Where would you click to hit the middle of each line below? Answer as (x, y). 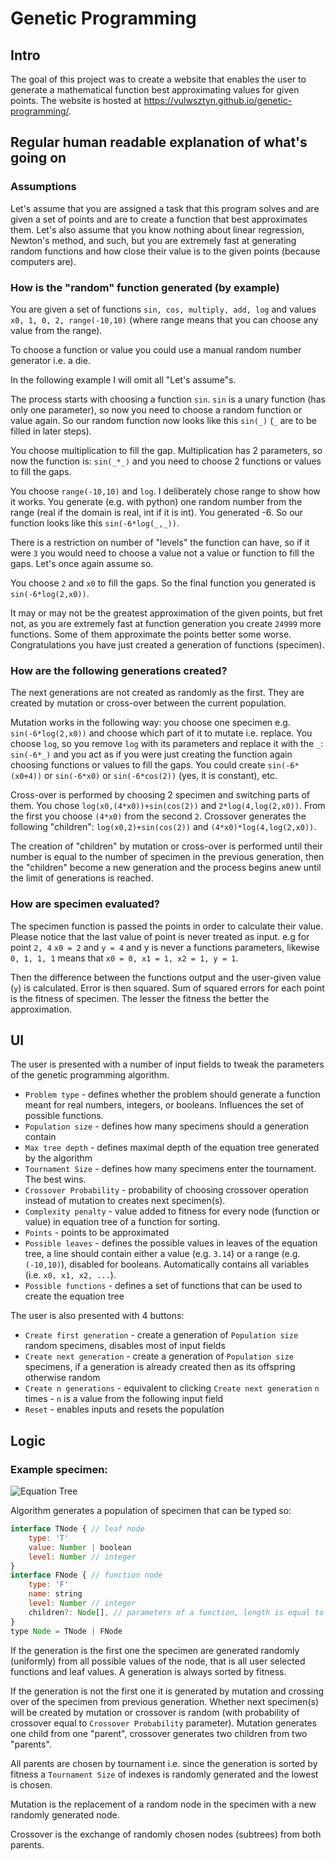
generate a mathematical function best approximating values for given (155, 90)
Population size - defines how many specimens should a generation (166, 1126)
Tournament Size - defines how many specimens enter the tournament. (170, 1169)
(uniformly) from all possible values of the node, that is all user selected (158, 1661)
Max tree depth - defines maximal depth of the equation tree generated (172, 1148)
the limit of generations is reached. (82, 878)
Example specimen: (59, 1469)
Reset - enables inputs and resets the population (124, 1409)
